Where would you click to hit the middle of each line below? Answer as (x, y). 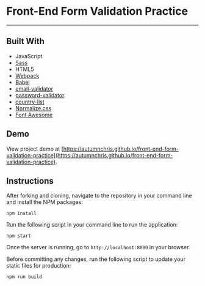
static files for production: (39, 266)
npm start (19, 236)
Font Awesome (34, 115)
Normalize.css (33, 108)
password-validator (40, 95)
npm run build (24, 277)
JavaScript (29, 56)
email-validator (34, 88)
